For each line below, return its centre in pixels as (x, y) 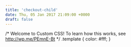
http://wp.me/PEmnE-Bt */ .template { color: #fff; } (58, 39)
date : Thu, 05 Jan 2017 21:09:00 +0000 (48, 15)
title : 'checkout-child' (32, 10)
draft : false (19, 19)
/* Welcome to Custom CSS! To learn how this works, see (66, 34)
